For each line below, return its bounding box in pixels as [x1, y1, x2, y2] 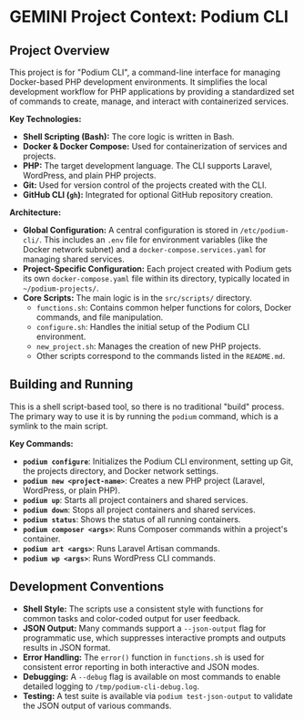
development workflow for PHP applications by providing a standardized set [9, 87, 295, 97]
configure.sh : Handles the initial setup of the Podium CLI [35, 322, 250, 332]
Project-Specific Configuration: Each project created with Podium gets [22, 263, 293, 274]
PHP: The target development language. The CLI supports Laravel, [22, 160, 273, 170]
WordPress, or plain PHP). [22, 485, 121, 496]
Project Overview [9, 43, 110, 58]
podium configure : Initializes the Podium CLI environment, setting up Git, [22, 456, 294, 467]
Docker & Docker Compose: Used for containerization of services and [22, 141, 288, 151]
